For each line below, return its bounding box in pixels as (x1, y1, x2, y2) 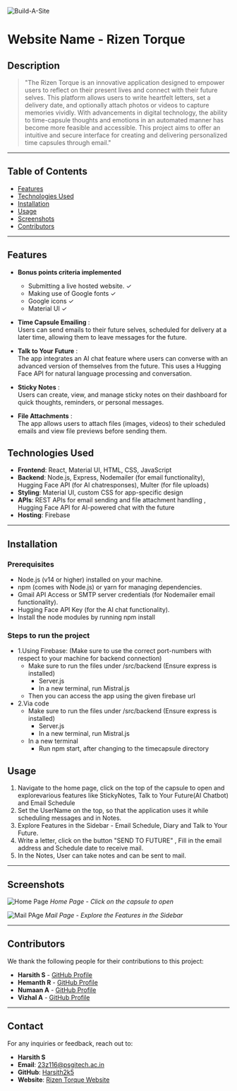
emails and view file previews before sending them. (17, 427, 167, 435)
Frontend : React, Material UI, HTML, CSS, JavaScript (17, 466, 172, 474)
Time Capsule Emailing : (17, 318, 90, 326)
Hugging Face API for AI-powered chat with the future (17, 503, 175, 512)
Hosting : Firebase (17, 511, 71, 519)
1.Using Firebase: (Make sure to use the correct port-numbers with (17, 647, 212, 655)
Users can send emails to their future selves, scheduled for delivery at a (17, 325, 227, 334)
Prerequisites (7, 559, 54, 569)
